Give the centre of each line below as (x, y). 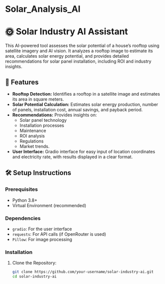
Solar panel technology (43, 120)
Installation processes (42, 125)
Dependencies (23, 218)
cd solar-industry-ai (34, 277)
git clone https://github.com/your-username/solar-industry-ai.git (83, 272)
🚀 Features (22, 82)
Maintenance (33, 130)
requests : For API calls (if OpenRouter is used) (59, 234)
